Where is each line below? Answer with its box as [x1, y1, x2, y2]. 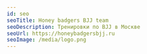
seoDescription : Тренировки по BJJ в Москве [6, 23, 141, 30]
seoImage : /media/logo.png [6, 36, 87, 43]
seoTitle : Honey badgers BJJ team [6, 17, 109, 24]
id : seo [6, 10, 30, 18]
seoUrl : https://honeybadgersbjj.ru [6, 29, 115, 37]
